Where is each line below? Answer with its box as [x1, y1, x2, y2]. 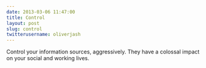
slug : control [6, 25, 43, 32]
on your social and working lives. [6, 55, 90, 62]
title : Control [6, 15, 45, 21]
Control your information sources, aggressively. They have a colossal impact [6, 48, 200, 55]
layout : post [6, 20, 40, 26]
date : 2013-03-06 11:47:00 [6, 8, 75, 15]
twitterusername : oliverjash [6, 32, 81, 38]
